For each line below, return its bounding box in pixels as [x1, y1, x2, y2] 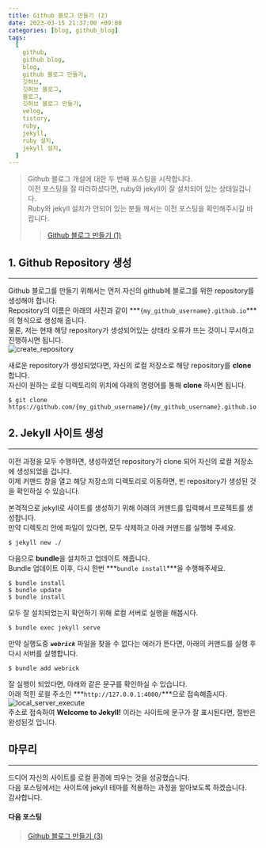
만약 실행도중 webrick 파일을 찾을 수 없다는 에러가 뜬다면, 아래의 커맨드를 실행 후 [8, 638, 256, 648]
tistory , [22, 115, 51, 123]
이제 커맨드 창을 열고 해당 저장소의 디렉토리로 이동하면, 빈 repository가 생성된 [8, 476, 249, 485]
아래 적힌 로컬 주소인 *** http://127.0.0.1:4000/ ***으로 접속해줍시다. [8, 689, 228, 698]
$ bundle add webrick [8, 664, 80, 672]
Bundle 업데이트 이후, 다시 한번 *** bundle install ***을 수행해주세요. [8, 563, 226, 572]
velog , [22, 108, 44, 116]
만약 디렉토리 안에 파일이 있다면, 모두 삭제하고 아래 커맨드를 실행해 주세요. [8, 523, 236, 532]
